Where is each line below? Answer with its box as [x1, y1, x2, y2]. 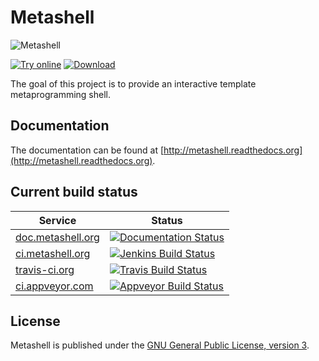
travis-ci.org [15, 262, 75, 276]
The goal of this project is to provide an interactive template [10, 77, 257, 90]
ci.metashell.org [15, 246, 91, 260]
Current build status [10, 184, 138, 201]
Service [38, 213, 77, 227]
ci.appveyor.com [15, 279, 94, 293]
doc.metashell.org [15, 230, 100, 244]
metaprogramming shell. [10, 88, 112, 100]
